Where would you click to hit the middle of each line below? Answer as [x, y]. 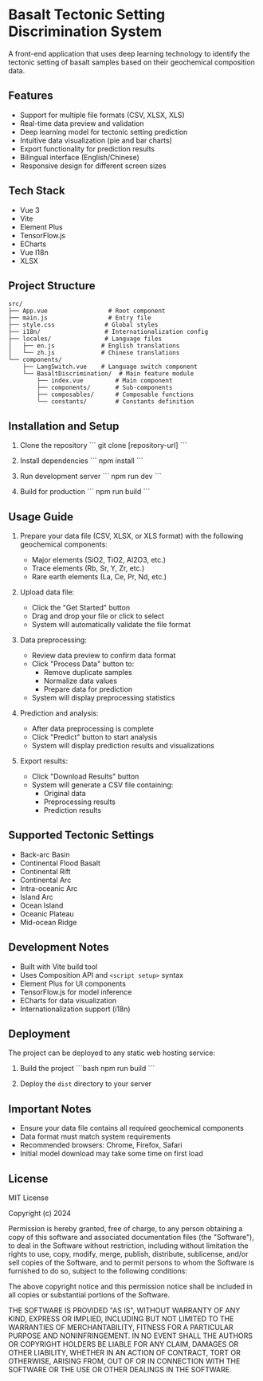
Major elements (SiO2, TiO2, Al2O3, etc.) [98, 560]
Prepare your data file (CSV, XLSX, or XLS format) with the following [131, 536]
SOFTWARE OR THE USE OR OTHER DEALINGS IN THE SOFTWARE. [120, 1370]
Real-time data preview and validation [82, 123]
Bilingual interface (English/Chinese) [79, 157]
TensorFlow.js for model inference [76, 992]
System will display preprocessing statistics [103, 698]
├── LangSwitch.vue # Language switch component [110, 367]
